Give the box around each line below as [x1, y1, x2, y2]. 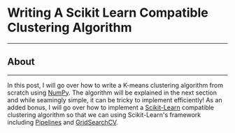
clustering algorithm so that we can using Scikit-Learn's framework [7, 110, 201, 119]
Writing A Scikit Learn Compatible [7, 5, 208, 21]
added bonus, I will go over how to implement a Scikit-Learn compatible [7, 103, 215, 111]
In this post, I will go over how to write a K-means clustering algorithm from [7, 81, 224, 89]
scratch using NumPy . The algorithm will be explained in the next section [7, 88, 217, 97]
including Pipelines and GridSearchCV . [7, 118, 119, 126]
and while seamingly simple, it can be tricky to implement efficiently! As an [7, 95, 222, 104]
